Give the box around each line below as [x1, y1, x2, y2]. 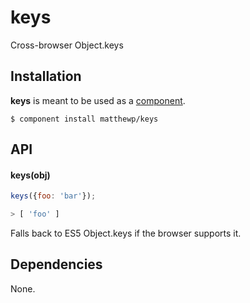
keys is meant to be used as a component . [10, 94, 186, 106]
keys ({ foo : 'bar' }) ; [10, 191, 97, 201]
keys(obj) [10, 169, 51, 181]
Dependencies [10, 256, 103, 273]
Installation [10, 68, 82, 85]
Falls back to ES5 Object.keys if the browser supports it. [10, 227, 242, 240]
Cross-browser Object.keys [10, 39, 124, 51]
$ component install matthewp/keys [10, 114, 159, 124]
